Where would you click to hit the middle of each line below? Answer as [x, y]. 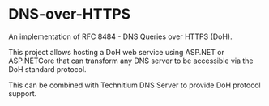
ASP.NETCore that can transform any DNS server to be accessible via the [131, 61]
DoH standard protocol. [47, 69]
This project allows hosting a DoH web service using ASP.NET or [117, 52]
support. [23, 93]
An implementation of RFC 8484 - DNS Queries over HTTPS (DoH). [120, 36]
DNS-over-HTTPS [70, 14]
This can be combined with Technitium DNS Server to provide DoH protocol [134, 85]
